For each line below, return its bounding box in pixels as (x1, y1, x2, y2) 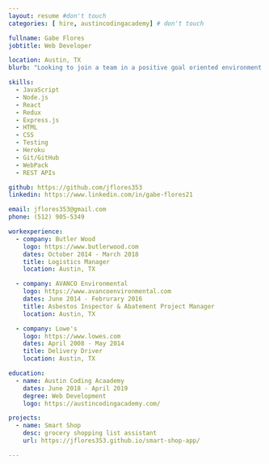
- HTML (15, 123, 38, 132)
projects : (8, 414, 42, 422)
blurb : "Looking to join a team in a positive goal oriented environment (8, 64, 263, 72)
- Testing (15, 138, 48, 147)
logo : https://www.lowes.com (23, 332, 121, 340)
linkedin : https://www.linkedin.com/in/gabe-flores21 (8, 191, 194, 199)
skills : (8, 79, 35, 87)
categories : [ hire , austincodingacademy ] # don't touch (8, 19, 204, 28)
